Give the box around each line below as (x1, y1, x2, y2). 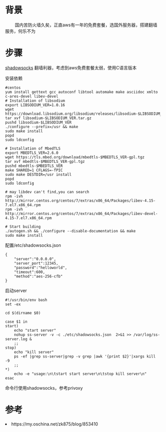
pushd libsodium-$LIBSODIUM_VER (5, 120, 72, 125)
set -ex (5, 301, 21, 307)
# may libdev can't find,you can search (5, 189, 90, 194)
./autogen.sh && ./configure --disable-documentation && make (5, 228, 136, 233)
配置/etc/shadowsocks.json (5, 242, 61, 248)
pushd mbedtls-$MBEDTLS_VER (5, 163, 63, 168)
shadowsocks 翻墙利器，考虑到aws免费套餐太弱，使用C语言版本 (5, 65, 137, 71)
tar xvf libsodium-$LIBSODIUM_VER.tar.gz (5, 115, 92, 121)
